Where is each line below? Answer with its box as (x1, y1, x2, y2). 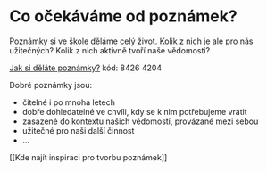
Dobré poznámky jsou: (9, 79, 93, 90)
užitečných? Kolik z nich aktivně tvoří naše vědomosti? (9, 45, 211, 55)
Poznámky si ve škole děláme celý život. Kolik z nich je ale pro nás (9, 36, 254, 46)
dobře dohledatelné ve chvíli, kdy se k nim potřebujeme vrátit (21, 106, 247, 117)
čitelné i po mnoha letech (21, 96, 116, 108)
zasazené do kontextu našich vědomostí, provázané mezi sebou (21, 116, 259, 126)
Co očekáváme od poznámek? (9, 6, 238, 27)
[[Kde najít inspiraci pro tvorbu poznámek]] (9, 151, 168, 162)
